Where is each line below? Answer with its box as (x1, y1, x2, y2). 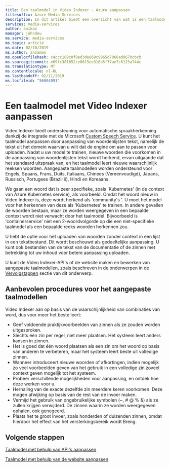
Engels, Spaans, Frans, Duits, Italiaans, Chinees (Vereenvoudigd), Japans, (5, 170, 159, 176)
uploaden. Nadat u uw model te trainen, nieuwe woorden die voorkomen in (5, 149, 161, 155)
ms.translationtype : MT (5, 64, 56, 69)
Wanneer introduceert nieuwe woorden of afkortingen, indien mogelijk (12, 359, 159, 365)
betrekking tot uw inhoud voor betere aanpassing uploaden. (5, 249, 130, 256)
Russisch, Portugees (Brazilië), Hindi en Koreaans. (5, 176, 110, 182)
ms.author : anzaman (5, 50, 47, 55)
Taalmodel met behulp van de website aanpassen (5, 456, 109, 462)
